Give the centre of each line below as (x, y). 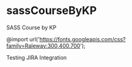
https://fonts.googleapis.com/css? (82, 39)
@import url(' (23, 39)
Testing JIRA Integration (37, 57)
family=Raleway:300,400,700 (43, 46)
